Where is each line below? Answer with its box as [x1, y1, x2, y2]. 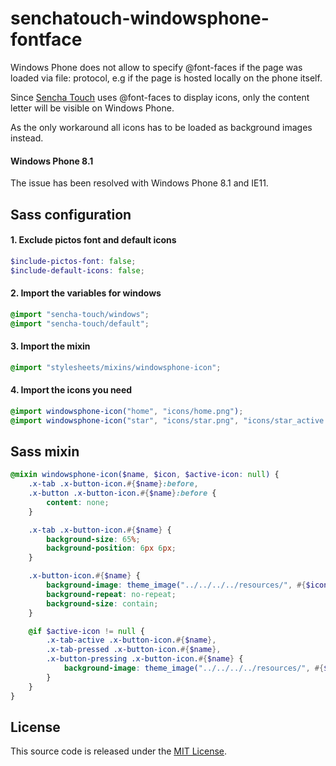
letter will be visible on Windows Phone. [10, 102, 175, 114]
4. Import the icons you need [10, 384, 133, 396]
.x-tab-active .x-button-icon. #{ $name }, [46, 635, 217, 646]
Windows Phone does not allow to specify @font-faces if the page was [10, 61, 303, 73]
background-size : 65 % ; [46, 534, 141, 544]
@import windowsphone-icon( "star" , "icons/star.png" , [10, 415, 240, 426]
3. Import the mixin [10, 340, 91, 352]
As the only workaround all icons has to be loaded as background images [10, 121, 313, 133]
